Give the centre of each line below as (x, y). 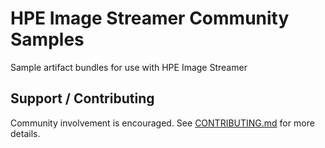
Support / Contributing (82, 98)
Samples (47, 39)
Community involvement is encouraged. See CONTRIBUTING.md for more (162, 123)
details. (25, 133)
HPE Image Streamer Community (150, 18)
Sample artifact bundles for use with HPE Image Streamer (129, 67)
